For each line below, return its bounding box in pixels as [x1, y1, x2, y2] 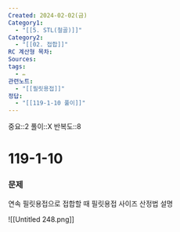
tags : [8, 63, 26, 71]
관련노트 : [8, 77, 34, 85]
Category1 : [8, 19, 44, 27]
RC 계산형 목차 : [8, 48, 53, 56]
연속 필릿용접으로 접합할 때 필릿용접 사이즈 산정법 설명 [8, 198, 174, 208]
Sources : [8, 56, 37, 64]
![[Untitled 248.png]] [8, 214, 74, 224]
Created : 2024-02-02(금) [8, 11, 88, 20]
